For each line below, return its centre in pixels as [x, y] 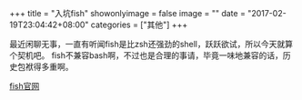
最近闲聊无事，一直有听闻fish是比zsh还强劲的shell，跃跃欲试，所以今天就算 [151, 44]
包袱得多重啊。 [45, 67]
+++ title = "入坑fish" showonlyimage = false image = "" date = [127, 13]
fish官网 [25, 86]
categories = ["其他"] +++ [139, 25]
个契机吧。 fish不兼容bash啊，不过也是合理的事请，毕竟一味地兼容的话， [146, 55]
